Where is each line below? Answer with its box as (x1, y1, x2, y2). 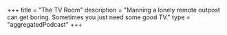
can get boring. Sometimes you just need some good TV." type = (7, 13, 191, 21)
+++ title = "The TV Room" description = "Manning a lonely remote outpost (7, 6, 220, 14)
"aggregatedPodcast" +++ (7, 21, 83, 28)
